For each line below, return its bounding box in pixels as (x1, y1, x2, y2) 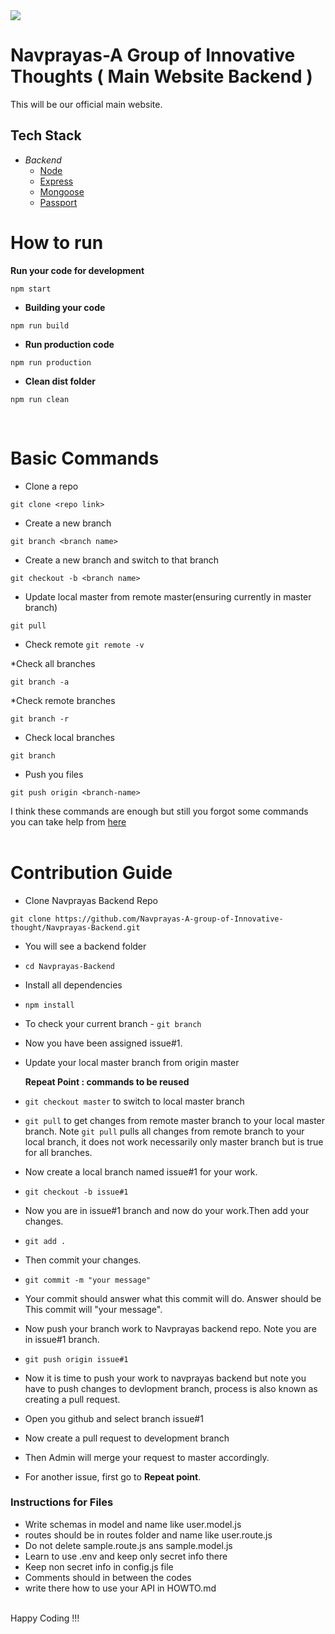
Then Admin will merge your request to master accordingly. (24, 1451, 270, 1463)
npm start (10, 284, 52, 294)
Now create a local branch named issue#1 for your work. (24, 1165, 258, 1178)
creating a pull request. (24, 1393, 121, 1405)
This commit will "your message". (24, 1303, 163, 1315)
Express (39, 175, 74, 187)
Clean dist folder (24, 375, 97, 387)
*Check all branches (10, 657, 96, 669)
